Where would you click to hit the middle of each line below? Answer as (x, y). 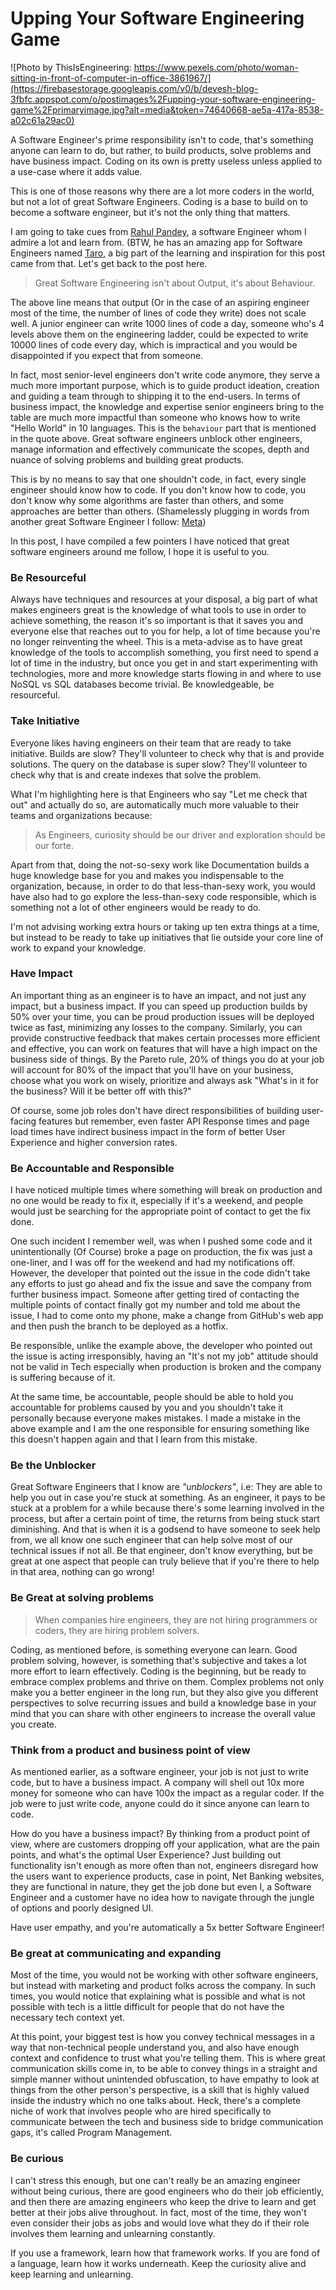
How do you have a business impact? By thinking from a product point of (160, 1834)
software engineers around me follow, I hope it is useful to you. (140, 551)
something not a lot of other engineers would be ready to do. (136, 907)
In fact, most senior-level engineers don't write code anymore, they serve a (165, 374)
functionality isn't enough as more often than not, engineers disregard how (164, 1866)
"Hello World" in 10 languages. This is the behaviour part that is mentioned (163, 428)
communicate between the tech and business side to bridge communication (167, 2122)
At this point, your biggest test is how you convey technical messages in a (162, 2037)
